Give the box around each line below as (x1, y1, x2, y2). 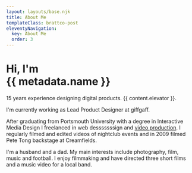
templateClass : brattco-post (6, 20, 78, 26)
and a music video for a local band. (6, 160, 92, 168)
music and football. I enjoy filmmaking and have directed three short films (6, 155, 186, 162)
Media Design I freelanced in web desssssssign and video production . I (6, 123, 181, 131)
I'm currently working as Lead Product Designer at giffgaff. (6, 106, 150, 113)
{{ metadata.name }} (6, 75, 111, 88)
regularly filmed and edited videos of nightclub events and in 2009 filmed (6, 130, 186, 137)
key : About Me (11, 31, 46, 37)
